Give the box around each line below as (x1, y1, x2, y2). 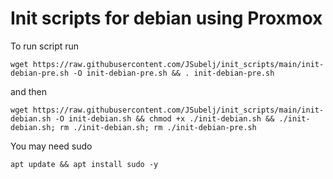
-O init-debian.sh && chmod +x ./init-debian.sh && (54, 113, 275, 124)
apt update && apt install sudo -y (10, 159, 159, 169)
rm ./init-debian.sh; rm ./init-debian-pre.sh (59, 122, 257, 132)
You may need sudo (10, 140, 93, 152)
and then (10, 85, 47, 97)
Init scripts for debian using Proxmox (10, 7, 323, 30)
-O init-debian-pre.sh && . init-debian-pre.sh (73, 68, 275, 78)
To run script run (10, 40, 80, 52)
